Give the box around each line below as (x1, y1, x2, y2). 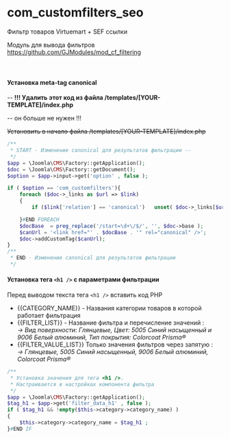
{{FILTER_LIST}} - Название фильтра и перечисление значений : (16, 318, 205, 327)
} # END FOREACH (19, 216, 60, 223)
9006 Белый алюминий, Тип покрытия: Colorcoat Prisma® (16, 334, 186, 342)
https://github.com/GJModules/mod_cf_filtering (7, 48, 142, 56)
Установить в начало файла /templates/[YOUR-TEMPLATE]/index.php (7, 127, 207, 136)
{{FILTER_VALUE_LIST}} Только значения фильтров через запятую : (16, 340, 214, 349)
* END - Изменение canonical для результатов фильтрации (10, 255, 176, 262)
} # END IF (7, 425, 32, 432)
